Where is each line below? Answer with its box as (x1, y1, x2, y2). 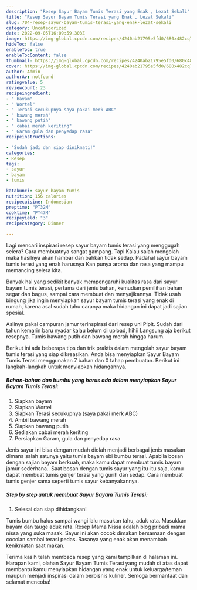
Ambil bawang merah (14, 416, 66, 423)
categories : (6, 150, 35, 156)
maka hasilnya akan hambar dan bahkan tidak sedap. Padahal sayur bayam (6, 255, 188, 261)
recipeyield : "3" (6, 215, 49, 221)
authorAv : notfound (6, 74, 54, 80)
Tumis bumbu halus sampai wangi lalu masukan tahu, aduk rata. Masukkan (6, 517, 187, 524)
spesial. (6, 309, 25, 316)
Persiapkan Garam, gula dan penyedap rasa (14, 435, 121, 442)
